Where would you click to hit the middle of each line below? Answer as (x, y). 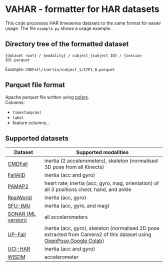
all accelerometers (66, 217)
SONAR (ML (22, 214)
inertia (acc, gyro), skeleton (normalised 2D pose (102, 228)
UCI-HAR (19, 249)
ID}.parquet (17, 60)
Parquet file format (35, 85)
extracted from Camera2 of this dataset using (98, 234)
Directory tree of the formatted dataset (67, 44)
